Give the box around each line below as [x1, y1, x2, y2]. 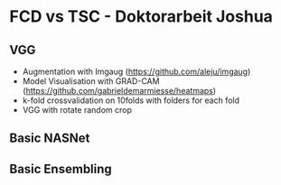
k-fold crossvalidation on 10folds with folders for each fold [22, 95, 240, 106]
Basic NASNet [9, 131, 90, 146]
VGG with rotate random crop [22, 105, 133, 115]
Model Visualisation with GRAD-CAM [22, 76, 160, 87]
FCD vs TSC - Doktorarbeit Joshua [9, 6, 274, 27]
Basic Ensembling [9, 161, 113, 177]
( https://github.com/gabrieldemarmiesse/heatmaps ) [22, 86, 217, 96]
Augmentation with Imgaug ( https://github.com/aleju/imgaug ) [22, 66, 251, 77]
